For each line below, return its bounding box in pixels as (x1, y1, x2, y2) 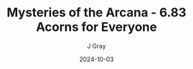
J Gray (87, 42, 106, 50)
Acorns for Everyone (35, 19, 158, 35)
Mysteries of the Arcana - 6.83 (6, 5, 187, 20)
